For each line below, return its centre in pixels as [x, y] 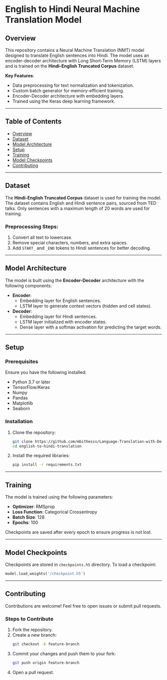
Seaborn [21, 409]
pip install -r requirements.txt [47, 465]
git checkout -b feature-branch [46, 644]
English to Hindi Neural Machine [73, 9]
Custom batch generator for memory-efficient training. [68, 90]
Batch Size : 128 [28, 517]
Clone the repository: [34, 432]
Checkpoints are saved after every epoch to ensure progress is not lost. [79, 532]
